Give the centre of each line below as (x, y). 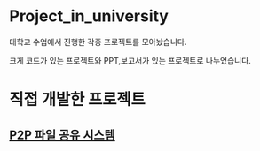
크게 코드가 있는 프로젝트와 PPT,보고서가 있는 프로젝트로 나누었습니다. (130, 60)
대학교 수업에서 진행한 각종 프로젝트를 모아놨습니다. (98, 42)
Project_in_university (89, 16)
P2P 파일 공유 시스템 (62, 135)
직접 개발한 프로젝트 (78, 100)
